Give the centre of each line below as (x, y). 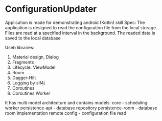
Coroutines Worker (31, 93)
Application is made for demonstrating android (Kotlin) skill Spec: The (75, 22)
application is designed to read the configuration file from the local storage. (81, 27)
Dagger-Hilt (24, 78)
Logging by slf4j (28, 83)
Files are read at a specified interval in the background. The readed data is (80, 33)
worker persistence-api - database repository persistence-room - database (81, 108)
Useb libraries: (20, 47)
